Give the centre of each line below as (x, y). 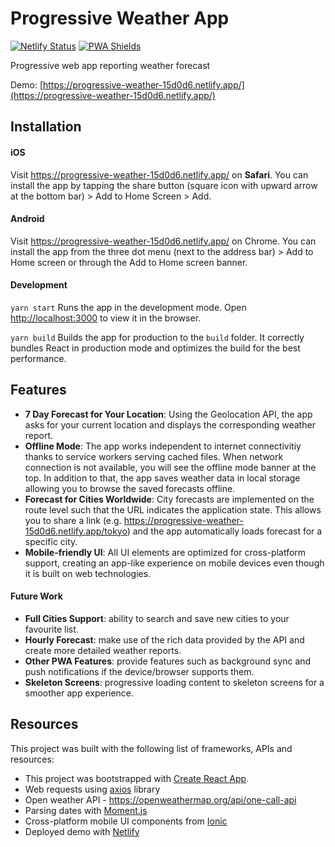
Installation (46, 127)
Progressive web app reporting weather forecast (110, 65)
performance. (38, 358)
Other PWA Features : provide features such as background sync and (168, 661)
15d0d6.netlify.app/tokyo (76, 531)
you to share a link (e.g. (73, 520)
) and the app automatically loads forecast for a (224, 531)
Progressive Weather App (120, 18)
